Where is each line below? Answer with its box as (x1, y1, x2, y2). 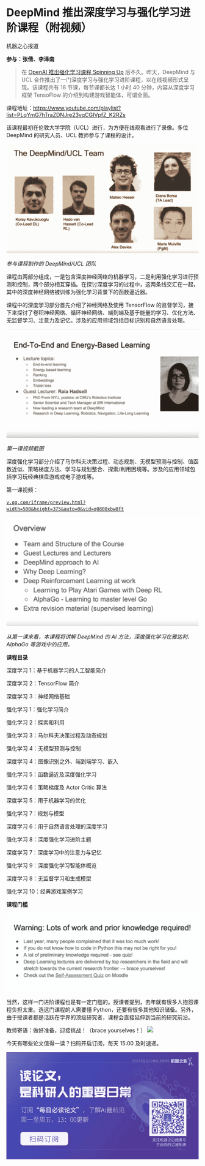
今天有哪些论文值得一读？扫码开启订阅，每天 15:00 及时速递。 (6, 1040, 162, 1047)
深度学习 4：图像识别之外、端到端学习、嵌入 (6, 757, 118, 765)
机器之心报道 (6, 42, 38, 50)
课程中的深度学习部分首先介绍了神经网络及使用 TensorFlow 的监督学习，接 (6, 301, 194, 308)
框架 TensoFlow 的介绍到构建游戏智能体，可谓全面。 (21, 91, 154, 99)
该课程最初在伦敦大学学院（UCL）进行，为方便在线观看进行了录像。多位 (6, 124, 189, 131)
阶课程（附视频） (6, 21, 93, 35)
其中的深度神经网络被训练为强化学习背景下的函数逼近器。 (6, 288, 151, 296)
